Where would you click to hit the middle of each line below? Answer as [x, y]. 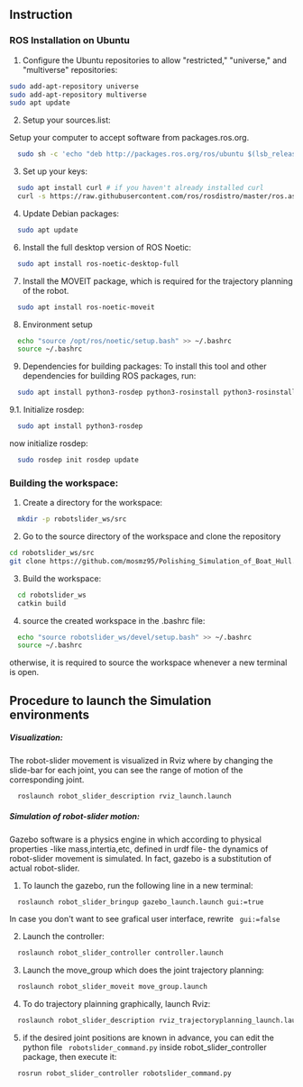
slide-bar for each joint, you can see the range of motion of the [126, 770]
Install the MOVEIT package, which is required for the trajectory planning [157, 281]
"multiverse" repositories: [70, 69]
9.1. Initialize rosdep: [47, 410]
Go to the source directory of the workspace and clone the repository [151, 536]
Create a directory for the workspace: [92, 503]
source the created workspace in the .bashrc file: [114, 620]
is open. [24, 672]
